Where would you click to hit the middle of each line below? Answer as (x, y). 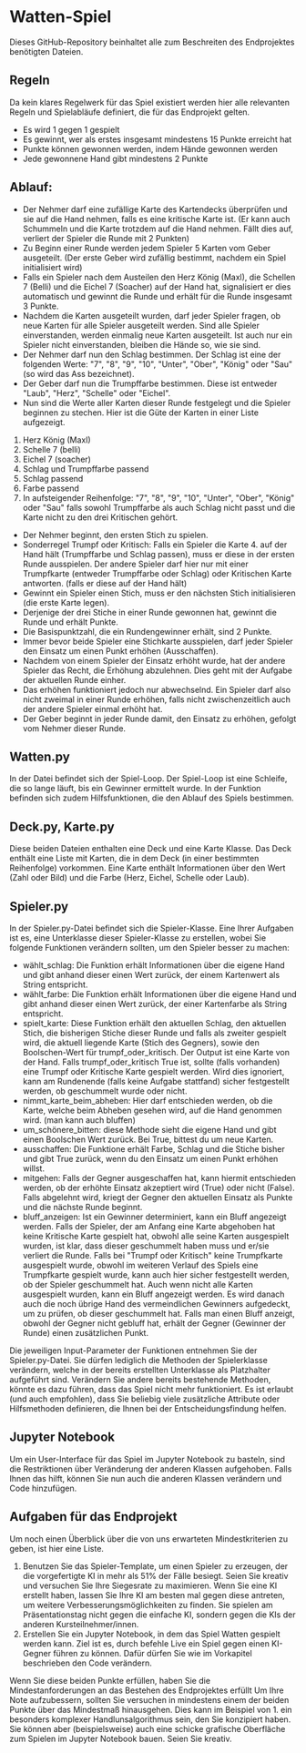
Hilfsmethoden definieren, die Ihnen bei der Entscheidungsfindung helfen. (148, 1408)
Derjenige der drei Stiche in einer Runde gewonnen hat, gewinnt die (150, 612)
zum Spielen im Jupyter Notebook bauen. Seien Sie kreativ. (121, 1738)
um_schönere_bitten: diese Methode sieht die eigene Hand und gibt (149, 1130)
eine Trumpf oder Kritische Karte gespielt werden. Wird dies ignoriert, (153, 1071)
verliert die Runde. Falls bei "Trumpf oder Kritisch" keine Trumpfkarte (153, 1255)
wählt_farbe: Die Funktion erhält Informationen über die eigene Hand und (160, 994)
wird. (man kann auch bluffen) (79, 1120)
